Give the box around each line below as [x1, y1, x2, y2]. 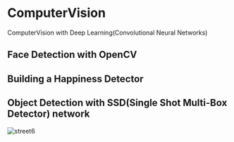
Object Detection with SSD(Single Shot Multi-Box [7, 97, 228, 109]
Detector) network [7, 108, 90, 120]
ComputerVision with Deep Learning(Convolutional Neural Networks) [7, 28, 208, 37]
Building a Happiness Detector [7, 73, 144, 85]
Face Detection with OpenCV [7, 49, 137, 61]
